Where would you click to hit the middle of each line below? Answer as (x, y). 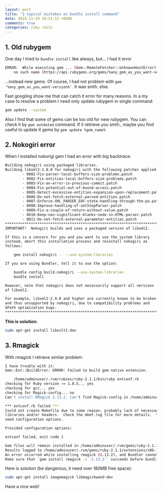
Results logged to (23, 450)
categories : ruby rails (29, 28)
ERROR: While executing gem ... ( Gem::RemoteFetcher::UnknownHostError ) (81, 68)
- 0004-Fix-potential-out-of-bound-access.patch (72, 188)
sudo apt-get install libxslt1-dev (41, 330)
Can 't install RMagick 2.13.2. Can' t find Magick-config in (67, 397)
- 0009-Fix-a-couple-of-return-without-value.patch (75, 210)
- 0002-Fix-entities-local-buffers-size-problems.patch (80, 179)
